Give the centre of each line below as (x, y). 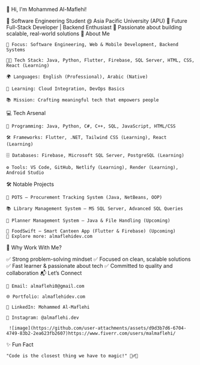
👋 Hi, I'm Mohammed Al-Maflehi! (47, 9)
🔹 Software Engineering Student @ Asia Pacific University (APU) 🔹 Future (97, 21)
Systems (16, 50)
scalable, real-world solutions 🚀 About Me (58, 34)
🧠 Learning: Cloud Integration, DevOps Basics (65, 89)
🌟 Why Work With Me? (34, 248)
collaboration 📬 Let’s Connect (44, 273)
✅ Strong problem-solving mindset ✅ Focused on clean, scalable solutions (98, 259)
